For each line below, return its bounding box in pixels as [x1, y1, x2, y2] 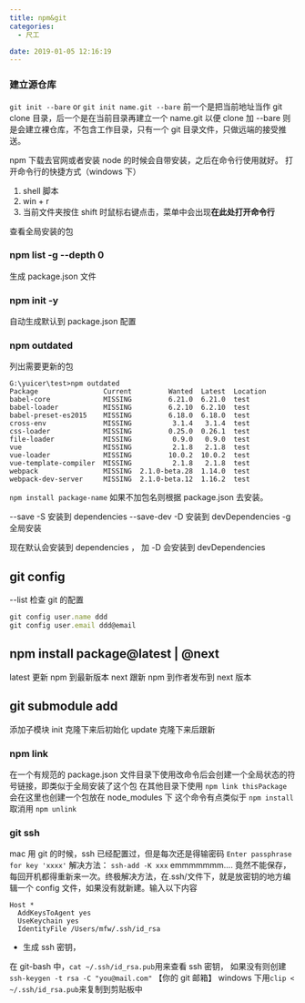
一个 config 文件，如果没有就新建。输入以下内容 [16, 883, 198, 894]
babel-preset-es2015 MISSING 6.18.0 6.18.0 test [9, 411, 250, 420]
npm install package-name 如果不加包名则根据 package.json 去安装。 [9, 492, 269, 503]
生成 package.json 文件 [9, 271, 97, 281]
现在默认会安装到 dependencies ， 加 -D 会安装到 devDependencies [9, 542, 266, 553]
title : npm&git [9, 13, 67, 23]
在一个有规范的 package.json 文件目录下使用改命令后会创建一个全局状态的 [9, 769, 289, 780]
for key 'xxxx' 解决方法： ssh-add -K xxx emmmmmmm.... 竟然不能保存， [9, 860, 291, 871]
